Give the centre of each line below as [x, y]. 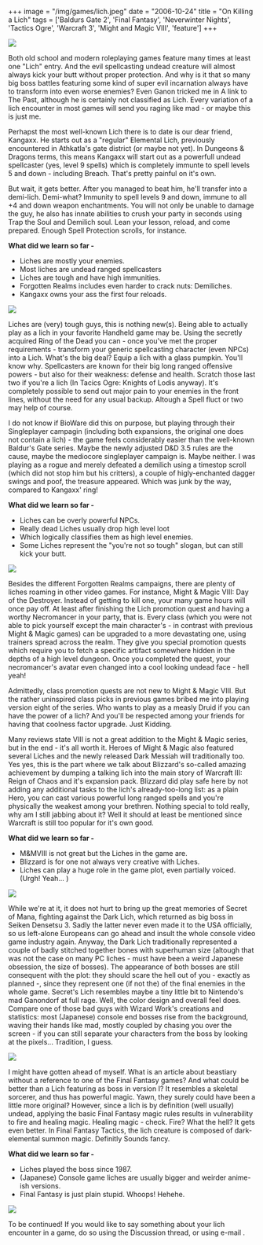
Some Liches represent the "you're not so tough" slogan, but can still [131, 545]
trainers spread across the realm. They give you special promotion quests [127, 642]
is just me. [25, 116]
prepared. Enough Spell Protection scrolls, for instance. [97, 230]
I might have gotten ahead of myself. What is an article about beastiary [122, 1072]
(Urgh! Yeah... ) [44, 878]
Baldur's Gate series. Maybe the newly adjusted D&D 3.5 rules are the [121, 448]
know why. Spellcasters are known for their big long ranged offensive [121, 366]
